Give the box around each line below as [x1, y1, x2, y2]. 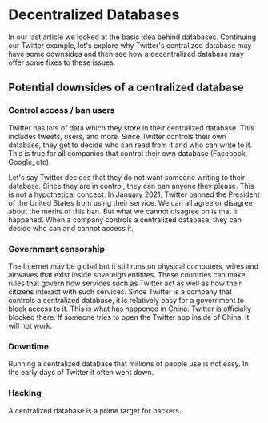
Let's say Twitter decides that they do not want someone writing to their [8, 172, 246, 182]
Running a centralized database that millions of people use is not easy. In [8, 359, 250, 369]
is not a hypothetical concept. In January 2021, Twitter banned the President [8, 190, 260, 199]
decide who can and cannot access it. [8, 223, 134, 233]
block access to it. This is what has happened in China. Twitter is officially [8, 304, 252, 313]
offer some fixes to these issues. [8, 58, 116, 67]
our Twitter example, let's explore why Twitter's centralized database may [8, 40, 252, 50]
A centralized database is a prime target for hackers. [8, 405, 182, 415]
